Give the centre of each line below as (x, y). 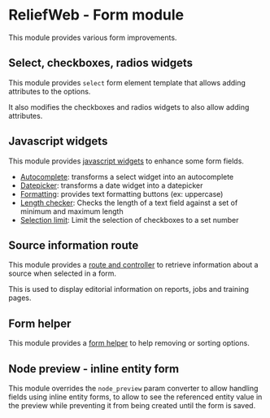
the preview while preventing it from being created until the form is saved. (132, 405)
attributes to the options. (50, 91)
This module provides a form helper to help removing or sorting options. (129, 343)
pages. (20, 298)
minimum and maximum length (72, 211)
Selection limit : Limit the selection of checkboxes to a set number (129, 220)
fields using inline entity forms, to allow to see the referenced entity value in (135, 397)
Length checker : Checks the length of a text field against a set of (129, 202)
